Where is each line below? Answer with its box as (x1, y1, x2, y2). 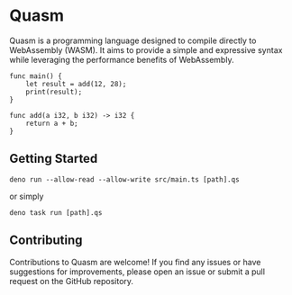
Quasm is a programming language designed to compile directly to (9, 35, 257, 46)
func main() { (9, 71, 63, 81)
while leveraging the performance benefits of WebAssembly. (9, 54, 234, 65)
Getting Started (9, 151, 98, 166)
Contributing (9, 233, 83, 248)
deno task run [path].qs (9, 208, 103, 217)
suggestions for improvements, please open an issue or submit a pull (9, 266, 266, 277)
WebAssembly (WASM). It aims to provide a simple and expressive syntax (9, 44, 283, 55)
